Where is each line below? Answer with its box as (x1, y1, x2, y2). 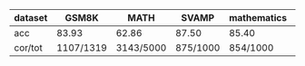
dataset (14, 12, 48, 24)
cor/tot (14, 42, 43, 53)
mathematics (228, 12, 288, 24)
